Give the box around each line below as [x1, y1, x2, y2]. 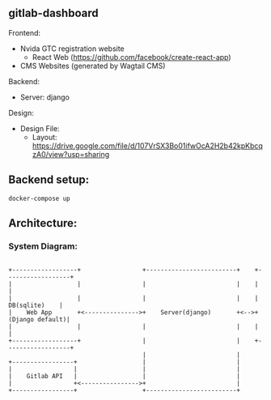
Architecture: [8, 216, 78, 230]
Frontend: [8, 28, 41, 37]
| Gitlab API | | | [8, 372, 241, 381]
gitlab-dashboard [8, 6, 99, 20]
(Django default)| [8, 316, 70, 324]
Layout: [32, 132, 58, 142]
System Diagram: [8, 240, 78, 252]
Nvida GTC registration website [19, 44, 125, 53]
